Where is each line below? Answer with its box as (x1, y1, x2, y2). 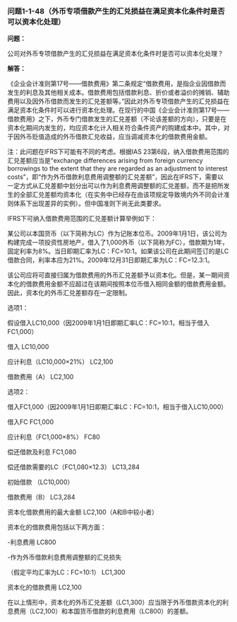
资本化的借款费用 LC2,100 (7, 583, 83, 592)
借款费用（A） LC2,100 (7, 373, 74, 381)
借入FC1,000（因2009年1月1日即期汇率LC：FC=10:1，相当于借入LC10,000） (7, 403, 228, 411)
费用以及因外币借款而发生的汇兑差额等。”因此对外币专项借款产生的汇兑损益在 (7, 97, 230, 105)
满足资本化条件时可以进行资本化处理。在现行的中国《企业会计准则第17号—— (7, 106, 230, 115)
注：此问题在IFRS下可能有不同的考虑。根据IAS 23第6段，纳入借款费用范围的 (7, 147, 229, 156)
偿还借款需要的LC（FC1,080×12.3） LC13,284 (7, 463, 140, 471)
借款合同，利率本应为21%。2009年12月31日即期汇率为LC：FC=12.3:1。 (7, 256, 214, 265)
